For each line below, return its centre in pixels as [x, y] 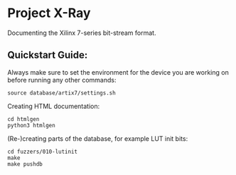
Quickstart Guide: [48, 55]
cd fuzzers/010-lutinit [43, 152]
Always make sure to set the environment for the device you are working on [118, 72]
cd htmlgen [23, 119]
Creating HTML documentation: [54, 106]
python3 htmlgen [31, 125]
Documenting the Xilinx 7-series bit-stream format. [82, 33]
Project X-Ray [49, 13]
